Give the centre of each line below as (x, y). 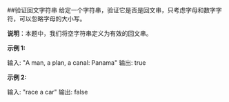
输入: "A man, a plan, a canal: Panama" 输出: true (77, 63)
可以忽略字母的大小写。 (52, 19)
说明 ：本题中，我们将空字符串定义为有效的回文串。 (80, 33)
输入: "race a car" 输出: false (48, 92)
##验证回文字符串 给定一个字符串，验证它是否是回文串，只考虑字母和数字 (111, 10)
